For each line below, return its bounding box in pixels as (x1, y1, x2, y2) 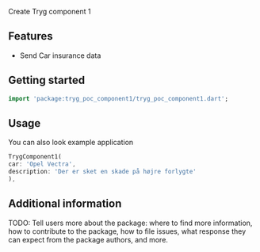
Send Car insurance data (19, 51, 101, 60)
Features (8, 29, 53, 43)
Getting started (8, 74, 86, 87)
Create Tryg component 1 (8, 7, 91, 16)
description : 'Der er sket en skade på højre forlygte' (8, 168, 197, 176)
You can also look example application (8, 138, 134, 147)
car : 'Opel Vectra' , (8, 160, 77, 169)
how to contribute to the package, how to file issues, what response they (8, 226, 247, 236)
